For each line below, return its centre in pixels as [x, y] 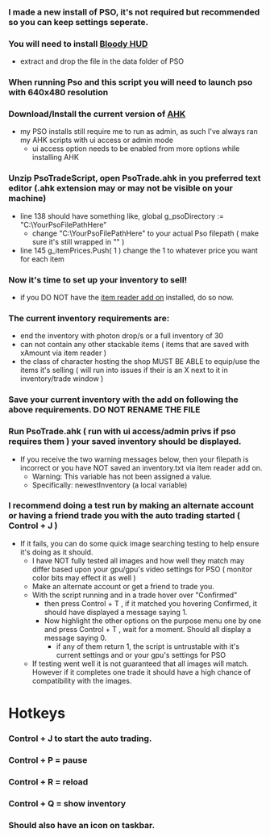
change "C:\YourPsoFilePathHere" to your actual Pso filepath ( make [145, 233]
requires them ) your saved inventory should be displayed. [125, 442]
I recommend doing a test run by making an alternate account [131, 505]
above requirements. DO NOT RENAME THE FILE [104, 410]
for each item [42, 259]
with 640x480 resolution [58, 93]
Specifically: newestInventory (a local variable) [110, 485]
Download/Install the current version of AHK [97, 114]
